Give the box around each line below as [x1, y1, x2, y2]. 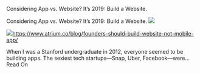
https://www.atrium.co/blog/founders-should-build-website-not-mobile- [12, 30, 194, 37]
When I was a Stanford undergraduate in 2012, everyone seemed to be [6, 48, 184, 55]
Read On [6, 61, 29, 68]
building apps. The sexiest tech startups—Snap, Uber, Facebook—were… [6, 54, 190, 62]
